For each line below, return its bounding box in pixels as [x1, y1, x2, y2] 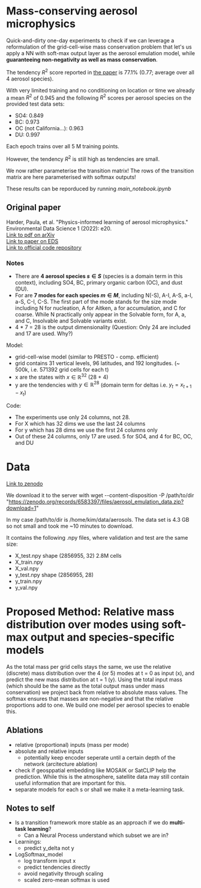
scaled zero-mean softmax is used [23, 877, 110, 884]
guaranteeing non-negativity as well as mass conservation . [6, 56, 158, 63]
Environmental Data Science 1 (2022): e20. [6, 225, 112, 232]
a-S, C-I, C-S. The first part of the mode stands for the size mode [14, 298, 177, 306]
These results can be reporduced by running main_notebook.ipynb [6, 185, 172, 192]
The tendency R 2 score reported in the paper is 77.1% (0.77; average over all [6, 67, 195, 76]
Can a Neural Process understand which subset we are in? [23, 832, 169, 839]
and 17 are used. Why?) [14, 330, 73, 337]
